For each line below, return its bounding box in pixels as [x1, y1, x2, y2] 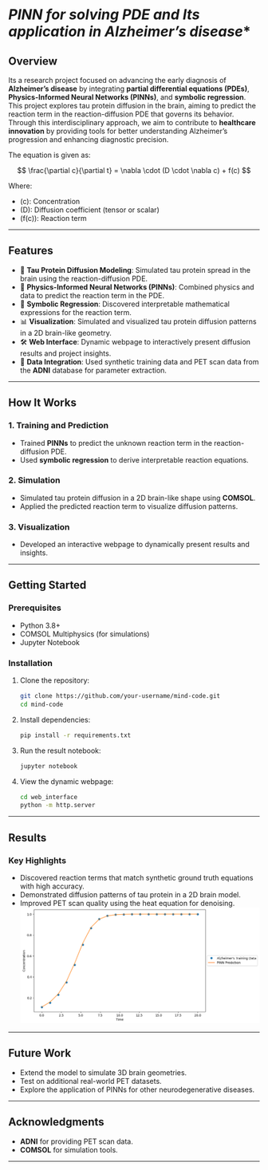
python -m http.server [19, 802, 96, 810]
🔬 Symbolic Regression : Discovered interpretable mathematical [19, 299, 230, 309]
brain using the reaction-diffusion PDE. [19, 274, 148, 283]
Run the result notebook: [19, 746, 101, 755]
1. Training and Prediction [8, 420, 109, 431]
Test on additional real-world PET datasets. [19, 1076, 162, 1085]
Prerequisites [8, 602, 61, 613]
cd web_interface [19, 793, 78, 801]
